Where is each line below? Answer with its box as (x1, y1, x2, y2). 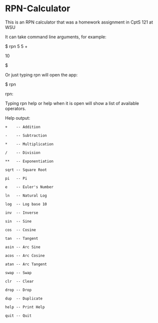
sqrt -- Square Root (5, 167, 48, 172)
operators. (5, 105, 26, 111)
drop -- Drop (5, 287, 32, 292)
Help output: (5, 115, 30, 121)
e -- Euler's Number (5, 184, 54, 189)
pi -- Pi (5, 176, 27, 181)
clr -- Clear (5, 279, 34, 284)
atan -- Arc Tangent (5, 262, 48, 267)
